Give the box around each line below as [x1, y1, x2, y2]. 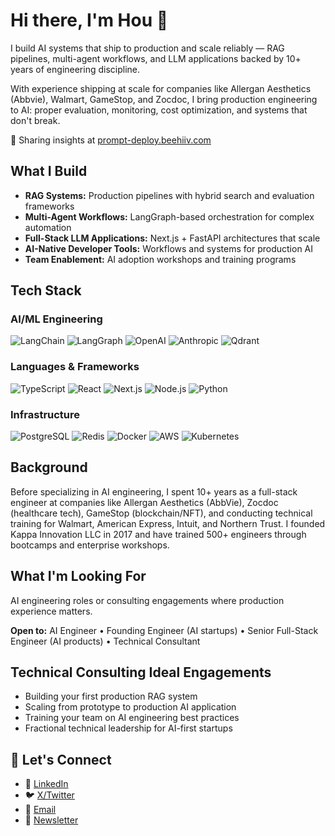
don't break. [10, 114, 61, 126]
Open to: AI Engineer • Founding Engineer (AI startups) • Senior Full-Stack [10, 624, 319, 636]
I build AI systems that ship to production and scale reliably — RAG [10, 42, 285, 54]
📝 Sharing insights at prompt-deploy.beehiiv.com [10, 134, 212, 146]
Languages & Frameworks [10, 360, 140, 374]
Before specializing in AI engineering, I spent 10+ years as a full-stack [10, 485, 298, 498]
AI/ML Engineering [10, 312, 103, 326]
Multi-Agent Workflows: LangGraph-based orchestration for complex [24, 210, 315, 223]
